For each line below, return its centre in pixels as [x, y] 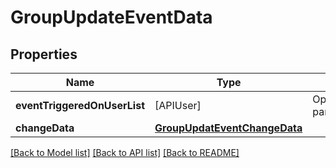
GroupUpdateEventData [111, 17]
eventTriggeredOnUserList [80, 105]
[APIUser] [178, 105]
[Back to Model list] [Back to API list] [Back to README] [125, 152]
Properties [44, 54]
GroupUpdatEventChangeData [228, 128]
